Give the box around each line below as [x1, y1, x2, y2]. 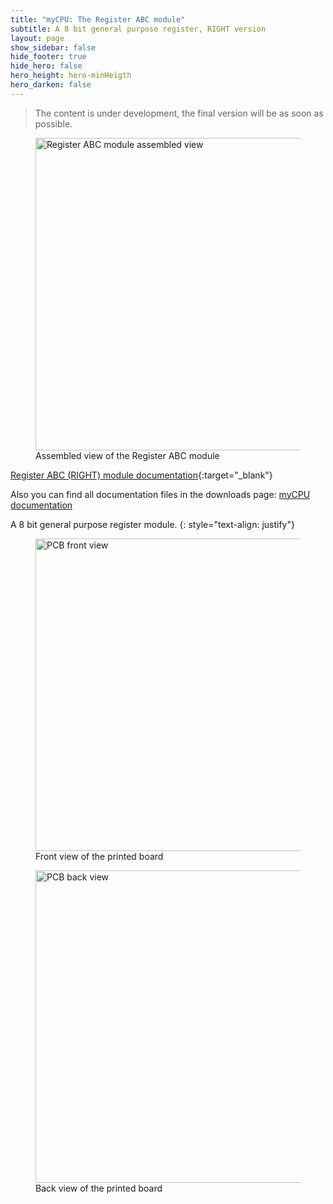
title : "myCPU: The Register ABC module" [10, 14, 186, 25]
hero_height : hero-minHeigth [10, 71, 132, 81]
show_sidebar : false [10, 42, 97, 53]
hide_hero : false [10, 61, 83, 71]
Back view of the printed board [35, 1182, 163, 1194]
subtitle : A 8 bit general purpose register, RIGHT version [10, 24, 267, 34]
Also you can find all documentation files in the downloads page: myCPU [10, 488, 311, 500]
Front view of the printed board [35, 850, 164, 862]
